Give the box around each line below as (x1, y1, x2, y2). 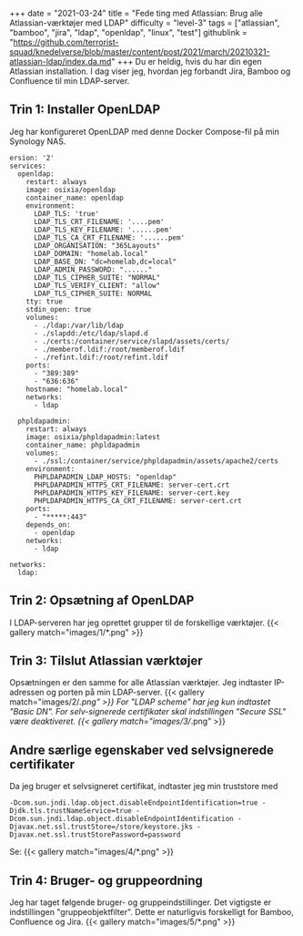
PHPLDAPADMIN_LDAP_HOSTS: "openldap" (33, 472, 177, 481)
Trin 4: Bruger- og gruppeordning (9, 872, 203, 888)
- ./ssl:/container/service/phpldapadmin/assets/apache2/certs (33, 456, 279, 466)
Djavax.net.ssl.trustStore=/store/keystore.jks (9, 822, 194, 832)
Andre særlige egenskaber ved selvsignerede (9, 742, 275, 757)
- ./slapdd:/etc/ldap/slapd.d (33, 328, 148, 338)
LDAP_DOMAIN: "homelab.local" (33, 249, 148, 258)
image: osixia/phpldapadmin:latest (25, 432, 161, 441)
